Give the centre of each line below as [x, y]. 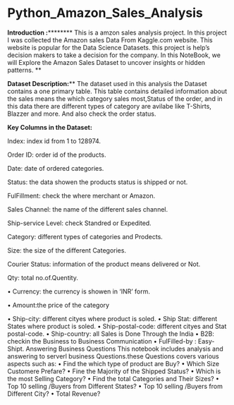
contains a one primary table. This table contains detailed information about [117, 91]
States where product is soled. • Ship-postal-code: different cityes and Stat [117, 326]
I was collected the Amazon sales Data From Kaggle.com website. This [110, 40]
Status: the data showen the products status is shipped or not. [98, 182]
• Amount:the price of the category [58, 305]
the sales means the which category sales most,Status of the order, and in [115, 98]
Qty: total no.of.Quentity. [43, 277]
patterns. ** [24, 70]
